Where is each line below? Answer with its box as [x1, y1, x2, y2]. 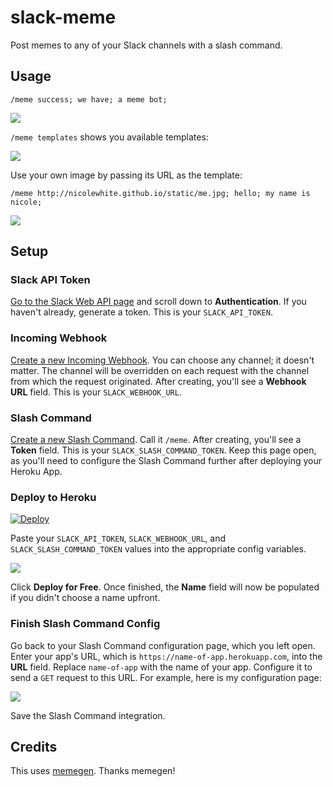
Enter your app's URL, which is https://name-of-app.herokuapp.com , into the [10, 650, 323, 662]
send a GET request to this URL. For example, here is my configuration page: [10, 671, 322, 683]
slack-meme [10, 6, 117, 29]
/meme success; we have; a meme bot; [10, 94, 168, 105]
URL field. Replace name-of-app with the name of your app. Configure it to [10, 661, 313, 673]
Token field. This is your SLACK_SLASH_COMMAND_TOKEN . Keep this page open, [10, 444, 317, 456]
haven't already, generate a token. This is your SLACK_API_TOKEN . [10, 306, 273, 318]
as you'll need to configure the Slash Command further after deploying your [10, 455, 323, 467]
